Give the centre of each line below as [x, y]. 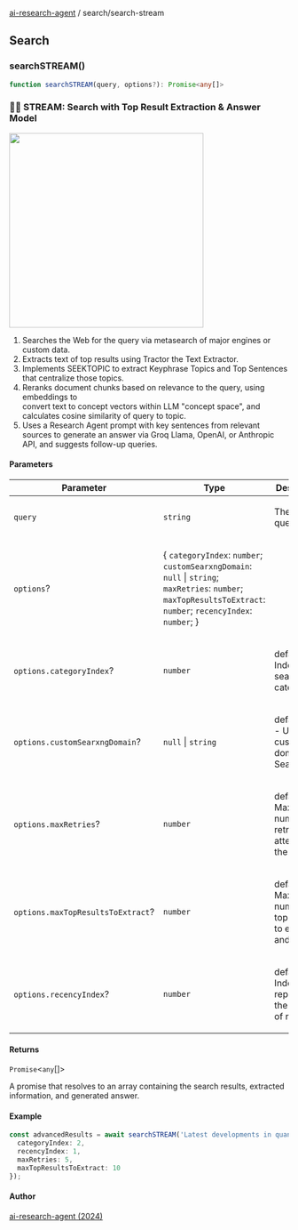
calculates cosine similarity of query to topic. [104, 415]
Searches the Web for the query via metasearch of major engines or [146, 340]
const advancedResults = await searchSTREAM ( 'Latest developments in [141, 1135]
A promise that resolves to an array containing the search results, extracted [147, 1086]
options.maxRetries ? [57, 824]
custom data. [46, 350]
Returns [24, 1049]
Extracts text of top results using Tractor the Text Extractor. [130, 358]
